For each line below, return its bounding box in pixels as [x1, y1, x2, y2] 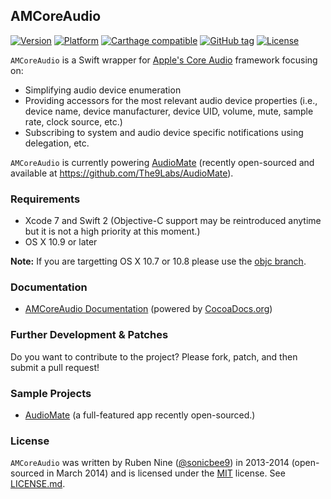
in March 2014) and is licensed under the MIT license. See [46, 467, 286, 479]
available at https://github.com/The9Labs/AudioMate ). [10, 167, 234, 179]
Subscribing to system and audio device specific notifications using [24, 126, 304, 138]
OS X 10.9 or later [24, 236, 98, 248]
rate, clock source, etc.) [24, 115, 123, 128]
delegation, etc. [24, 137, 90, 149]
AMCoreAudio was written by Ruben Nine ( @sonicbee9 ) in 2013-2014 [10, 457, 290, 469]
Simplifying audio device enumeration [24, 84, 182, 96]
